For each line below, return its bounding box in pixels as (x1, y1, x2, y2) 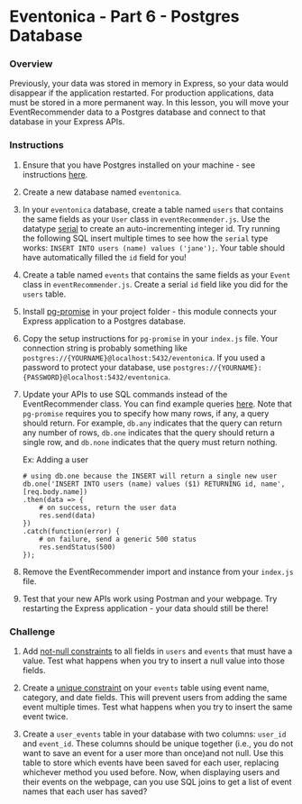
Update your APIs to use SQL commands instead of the (22, 388, 228, 399)
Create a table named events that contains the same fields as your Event (22, 269, 291, 280)
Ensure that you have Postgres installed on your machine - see (22, 160, 255, 170)
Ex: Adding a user (22, 453, 88, 465)
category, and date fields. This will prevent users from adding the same (22, 692, 288, 703)
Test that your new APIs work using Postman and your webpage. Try (22, 593, 278, 604)
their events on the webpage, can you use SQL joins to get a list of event (22, 777, 292, 788)
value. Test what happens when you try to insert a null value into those (22, 655, 286, 666)
